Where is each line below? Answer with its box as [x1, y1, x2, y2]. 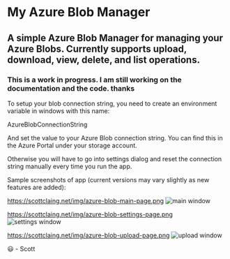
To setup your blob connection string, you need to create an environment [7, 99, 217, 108]
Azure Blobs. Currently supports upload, [7, 43, 187, 54]
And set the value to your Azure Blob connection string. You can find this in [7, 133, 223, 142]
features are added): [7, 183, 66, 191]
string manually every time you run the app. [7, 162, 132, 170]
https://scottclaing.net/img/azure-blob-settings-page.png [7, 210, 173, 219]
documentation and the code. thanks [7, 83, 135, 93]
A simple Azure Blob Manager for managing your [7, 32, 223, 44]
